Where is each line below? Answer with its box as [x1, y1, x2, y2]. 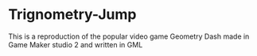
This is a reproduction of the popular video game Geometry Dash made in [8, 32, 250, 41]
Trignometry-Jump [8, 6, 137, 24]
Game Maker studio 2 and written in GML [8, 39, 143, 49]
